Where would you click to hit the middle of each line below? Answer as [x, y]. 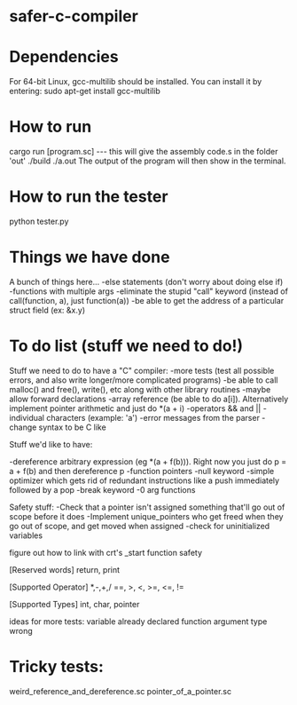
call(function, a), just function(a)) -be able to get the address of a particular [147, 300]
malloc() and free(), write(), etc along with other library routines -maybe [140, 389]
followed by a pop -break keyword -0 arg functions [102, 489]
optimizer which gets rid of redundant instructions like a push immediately [145, 480]
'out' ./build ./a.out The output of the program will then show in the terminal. [148, 161]
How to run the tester [89, 197]
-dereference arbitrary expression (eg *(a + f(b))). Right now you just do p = [148, 461]
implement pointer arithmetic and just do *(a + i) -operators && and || [135, 408]
